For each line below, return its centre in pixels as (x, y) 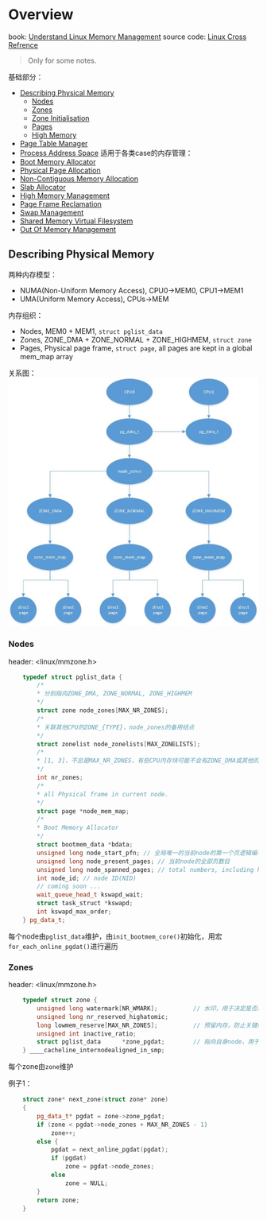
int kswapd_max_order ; (74, 912)
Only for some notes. (62, 60)
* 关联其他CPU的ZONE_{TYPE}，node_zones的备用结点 (116, 727)
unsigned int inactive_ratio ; (87, 1034)
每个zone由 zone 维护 (41, 1067)
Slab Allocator (43, 187)
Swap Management (52, 212)
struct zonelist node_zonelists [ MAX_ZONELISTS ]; (119, 744)
